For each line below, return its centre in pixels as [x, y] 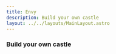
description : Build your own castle [53, 18]
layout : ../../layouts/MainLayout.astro [58, 23]
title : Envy [21, 12]
